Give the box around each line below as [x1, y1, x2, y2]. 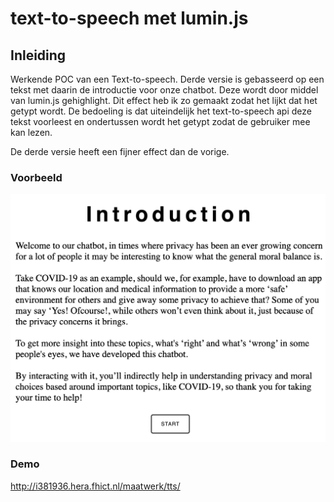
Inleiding [10, 47, 67, 64]
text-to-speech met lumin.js [10, 7, 249, 30]
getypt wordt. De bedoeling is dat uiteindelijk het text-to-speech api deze [10, 105, 312, 117]
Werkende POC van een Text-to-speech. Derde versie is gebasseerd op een [10, 73, 325, 85]
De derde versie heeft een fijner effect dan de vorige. [10, 146, 230, 157]
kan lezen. [10, 127, 53, 138]
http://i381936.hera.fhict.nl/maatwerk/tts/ [10, 480, 181, 492]
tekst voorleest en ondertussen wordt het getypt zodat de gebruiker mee [10, 116, 311, 127]
